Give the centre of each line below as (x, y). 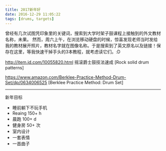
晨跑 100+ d (24, 119)
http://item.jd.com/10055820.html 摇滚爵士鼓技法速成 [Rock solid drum (77, 62)
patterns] (15, 68)
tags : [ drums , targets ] (30, 19)
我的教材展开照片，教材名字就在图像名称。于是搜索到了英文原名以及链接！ (81, 46)
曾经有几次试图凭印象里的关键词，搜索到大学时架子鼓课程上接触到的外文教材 (83, 33)
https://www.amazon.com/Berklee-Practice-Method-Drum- (66, 77)
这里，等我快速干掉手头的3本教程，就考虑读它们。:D (67, 52)
